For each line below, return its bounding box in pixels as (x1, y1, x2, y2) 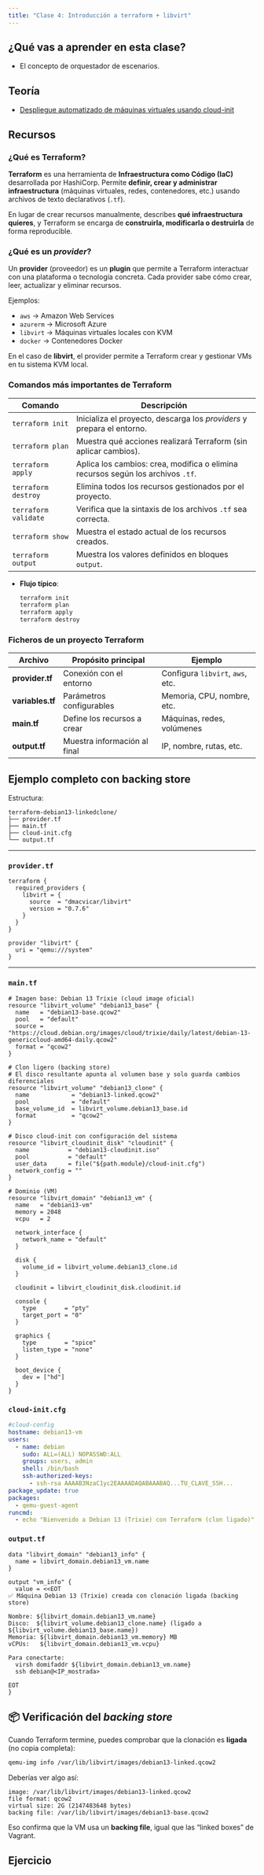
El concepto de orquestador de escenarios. (19, 61, 160, 71)
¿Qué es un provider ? (8, 245, 92, 256)
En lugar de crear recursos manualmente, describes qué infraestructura (8, 209, 244, 219)
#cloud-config (8, 1421, 55, 1429)
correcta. (75, 513, 110, 524)
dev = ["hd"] (22, 1373, 65, 1381)
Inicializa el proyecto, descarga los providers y (75, 413, 247, 424)
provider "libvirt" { (8, 939, 79, 948)
